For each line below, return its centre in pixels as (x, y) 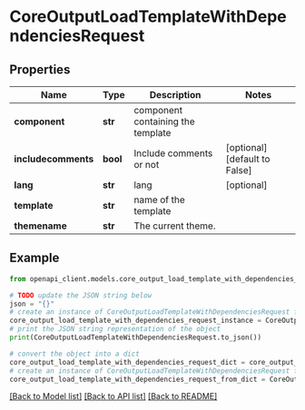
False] (239, 170)
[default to (248, 159)
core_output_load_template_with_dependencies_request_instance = (135, 321)
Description (175, 95)
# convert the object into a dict (75, 354)
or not (147, 165)
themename (40, 226)
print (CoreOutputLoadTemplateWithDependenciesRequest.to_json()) (135, 337)
